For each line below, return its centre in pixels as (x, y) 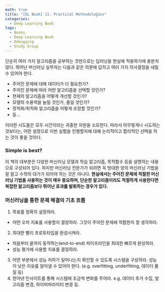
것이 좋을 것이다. (26, 137)
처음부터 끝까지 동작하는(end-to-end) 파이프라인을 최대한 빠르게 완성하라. (83, 243)
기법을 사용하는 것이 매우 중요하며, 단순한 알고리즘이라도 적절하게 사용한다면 (86, 180)
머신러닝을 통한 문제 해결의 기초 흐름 (45, 200)
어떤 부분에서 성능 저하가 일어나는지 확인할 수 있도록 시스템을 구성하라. (80, 260)
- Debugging (22, 42)
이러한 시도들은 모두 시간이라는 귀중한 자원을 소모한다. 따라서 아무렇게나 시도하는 (83, 125)
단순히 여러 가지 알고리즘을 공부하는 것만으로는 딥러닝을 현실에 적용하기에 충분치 (82, 61)
